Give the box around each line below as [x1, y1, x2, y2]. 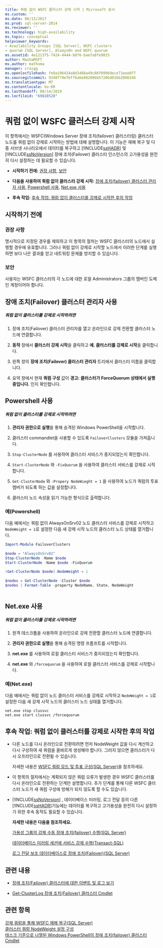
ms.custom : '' [5, 12, 34, 17]
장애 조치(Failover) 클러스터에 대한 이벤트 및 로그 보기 [12, 880, 114, 886]
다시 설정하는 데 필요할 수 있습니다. [10, 157, 76, 164]
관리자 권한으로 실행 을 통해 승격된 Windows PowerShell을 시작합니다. [12, 424, 145, 430]
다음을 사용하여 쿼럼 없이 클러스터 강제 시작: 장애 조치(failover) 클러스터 [12, 178, 147, 184]
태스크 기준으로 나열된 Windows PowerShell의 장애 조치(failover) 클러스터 [5, 932, 147, 938]
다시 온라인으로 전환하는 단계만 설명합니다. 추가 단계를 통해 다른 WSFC [12, 780, 147, 786]
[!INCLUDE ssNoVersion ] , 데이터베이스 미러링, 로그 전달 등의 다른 [12, 797, 138, 802]
